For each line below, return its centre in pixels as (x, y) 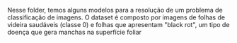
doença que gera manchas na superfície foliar (75, 32)
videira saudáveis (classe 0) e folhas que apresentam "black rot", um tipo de (118, 25)
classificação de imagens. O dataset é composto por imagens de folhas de (116, 17)
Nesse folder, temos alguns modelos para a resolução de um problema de (115, 10)
